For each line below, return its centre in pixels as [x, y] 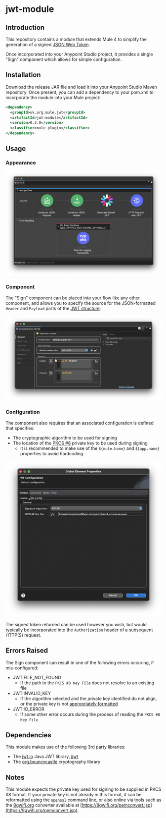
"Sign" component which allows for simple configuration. [64, 59]
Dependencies [28, 735]
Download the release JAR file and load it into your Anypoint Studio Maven [81, 87]
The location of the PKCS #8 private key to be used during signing [80, 443]
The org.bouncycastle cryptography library [57, 762]
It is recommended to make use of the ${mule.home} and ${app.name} [90, 448]
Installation [23, 75]
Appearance [21, 163]
